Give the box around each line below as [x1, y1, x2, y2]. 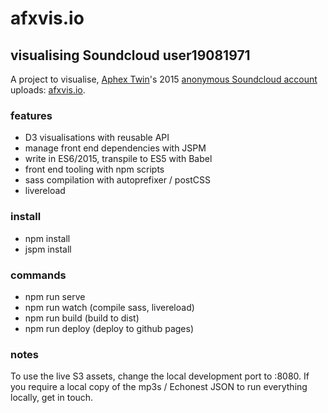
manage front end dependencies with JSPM [24, 142, 207, 154]
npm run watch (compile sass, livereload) [24, 301, 195, 313]
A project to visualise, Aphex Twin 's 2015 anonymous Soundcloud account [10, 73, 318, 85]
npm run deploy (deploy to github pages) [24, 322, 195, 334]
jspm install [24, 243, 72, 255]
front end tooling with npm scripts [24, 163, 165, 176]
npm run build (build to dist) [24, 312, 140, 324]
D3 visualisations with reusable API [24, 132, 170, 144]
